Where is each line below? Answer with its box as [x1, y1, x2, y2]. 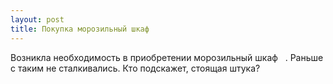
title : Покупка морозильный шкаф [10, 24, 150, 34]
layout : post [10, 14, 65, 25]
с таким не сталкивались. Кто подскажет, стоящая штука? [10, 62, 261, 74]
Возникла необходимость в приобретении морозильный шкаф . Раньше [10, 51, 324, 63]
